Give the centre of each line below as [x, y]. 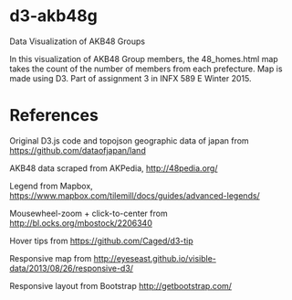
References [54, 116]
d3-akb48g [53, 16]
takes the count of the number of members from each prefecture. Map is [146, 69]
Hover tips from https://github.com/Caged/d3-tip [101, 241]
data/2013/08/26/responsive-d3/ [72, 268]
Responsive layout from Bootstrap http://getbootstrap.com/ [121, 285]
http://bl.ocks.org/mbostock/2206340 [81, 223]
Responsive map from [51, 258]
